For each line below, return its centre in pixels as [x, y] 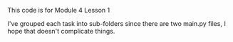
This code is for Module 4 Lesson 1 [59, 10]
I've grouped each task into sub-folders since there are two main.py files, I [116, 23]
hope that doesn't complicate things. [61, 31]
